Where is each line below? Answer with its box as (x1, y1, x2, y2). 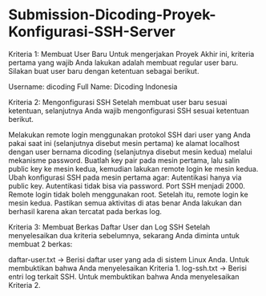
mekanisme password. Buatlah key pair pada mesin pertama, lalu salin (8, 155, 240, 165)
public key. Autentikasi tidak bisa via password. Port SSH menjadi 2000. (8, 180, 246, 190)
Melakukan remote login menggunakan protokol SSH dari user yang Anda (8, 130, 251, 140)
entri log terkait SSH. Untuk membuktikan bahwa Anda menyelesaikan (8, 271, 240, 282)
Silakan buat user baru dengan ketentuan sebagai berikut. (8, 66, 199, 75)
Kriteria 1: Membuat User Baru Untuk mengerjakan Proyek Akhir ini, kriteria (8, 49, 255, 59)
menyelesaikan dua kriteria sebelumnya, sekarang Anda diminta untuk (8, 230, 240, 240)
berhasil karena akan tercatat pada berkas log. (8, 206, 163, 216)
